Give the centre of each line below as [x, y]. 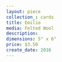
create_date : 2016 [29, 50]
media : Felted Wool [30, 28]
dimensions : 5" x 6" [32, 39]
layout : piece [24, 12]
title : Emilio [24, 22]
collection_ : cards [30, 17]
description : [22, 34]
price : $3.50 [22, 45]
